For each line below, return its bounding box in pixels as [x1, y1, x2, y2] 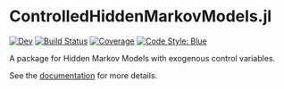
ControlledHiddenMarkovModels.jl [9, 6, 272, 27]
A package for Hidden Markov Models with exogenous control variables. [9, 53, 275, 63]
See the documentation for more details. [9, 69, 158, 81]
